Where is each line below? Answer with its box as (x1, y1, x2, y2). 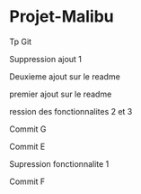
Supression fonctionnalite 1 (9, 158, 110, 169)
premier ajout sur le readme (9, 88, 112, 99)
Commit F (9, 176, 46, 187)
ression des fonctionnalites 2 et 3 (9, 106, 133, 116)
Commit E (9, 141, 46, 152)
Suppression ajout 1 (9, 53, 83, 64)
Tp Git (9, 36, 32, 47)
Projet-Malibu (9, 6, 114, 27)
